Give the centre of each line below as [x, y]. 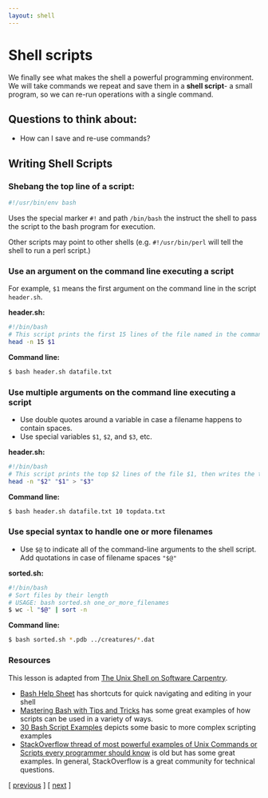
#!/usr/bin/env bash [43, 203]
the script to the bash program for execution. [82, 226]
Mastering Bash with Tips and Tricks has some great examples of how [135, 710]
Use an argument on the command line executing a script [121, 271]
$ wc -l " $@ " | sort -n [48, 610]
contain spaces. [46, 429]
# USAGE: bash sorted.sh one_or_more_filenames [89, 602]
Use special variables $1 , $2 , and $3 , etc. [86, 437]
